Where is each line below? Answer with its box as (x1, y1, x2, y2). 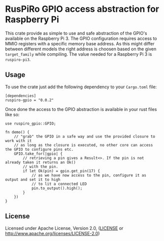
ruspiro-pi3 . (5, 56, 31, 62)
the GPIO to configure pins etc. (5, 147, 74, 152)
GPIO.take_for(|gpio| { (14, 151, 63, 156)
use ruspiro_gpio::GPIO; (5, 121, 56, 126)
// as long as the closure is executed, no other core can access (14, 142, 153, 147)
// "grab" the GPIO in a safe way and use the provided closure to (14, 134, 155, 139)
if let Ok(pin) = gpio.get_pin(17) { (23, 169, 100, 173)
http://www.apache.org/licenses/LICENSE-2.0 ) (5, 230, 100, 236)
